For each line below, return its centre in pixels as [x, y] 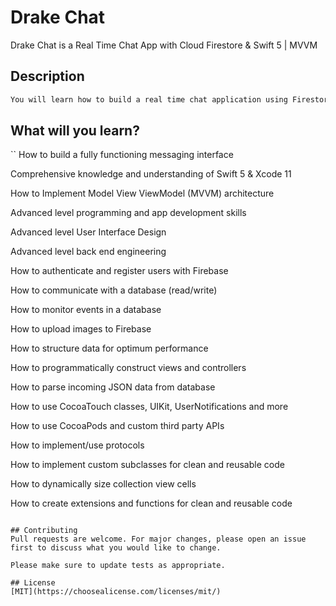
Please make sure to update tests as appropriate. [118, 566]
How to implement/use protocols [77, 445]
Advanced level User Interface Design [88, 232]
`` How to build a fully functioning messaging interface [122, 155]
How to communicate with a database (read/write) [114, 290]
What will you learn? [75, 131]
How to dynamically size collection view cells [103, 484]
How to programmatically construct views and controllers [128, 368]
